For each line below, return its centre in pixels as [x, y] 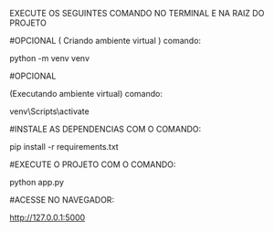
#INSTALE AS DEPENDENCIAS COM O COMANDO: [105, 129]
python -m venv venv [49, 58]
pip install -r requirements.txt [64, 147]
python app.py [37, 182]
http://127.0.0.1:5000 [47, 217]
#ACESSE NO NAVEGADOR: [62, 200]
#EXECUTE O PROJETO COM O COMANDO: [93, 164]
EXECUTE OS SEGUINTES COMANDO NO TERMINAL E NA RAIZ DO [137, 13]
